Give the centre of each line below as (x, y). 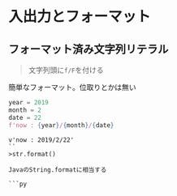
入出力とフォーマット (80, 17)
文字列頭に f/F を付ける (66, 70)
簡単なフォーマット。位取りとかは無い (72, 87)
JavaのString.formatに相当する (58, 170)
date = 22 (25, 117)
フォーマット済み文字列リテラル (88, 49)
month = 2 (25, 110)
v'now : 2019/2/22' (41, 140)
